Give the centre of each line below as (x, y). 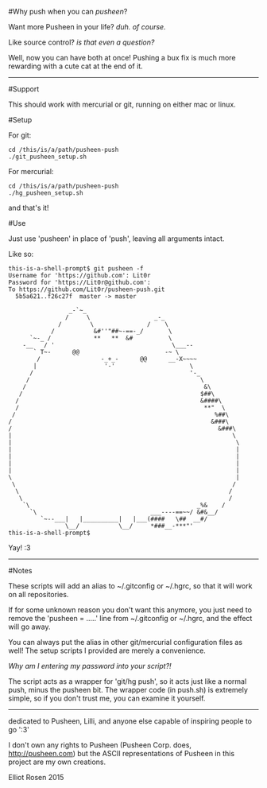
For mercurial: (31, 171)
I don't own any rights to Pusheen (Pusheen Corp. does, (100, 745)
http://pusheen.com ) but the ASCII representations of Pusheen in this (122, 753)
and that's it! (29, 208)
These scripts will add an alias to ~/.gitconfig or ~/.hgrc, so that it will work (130, 586)
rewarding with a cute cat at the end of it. (75, 66)
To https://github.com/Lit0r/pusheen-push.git (87, 289)
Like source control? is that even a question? (81, 42)
